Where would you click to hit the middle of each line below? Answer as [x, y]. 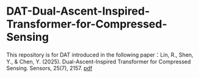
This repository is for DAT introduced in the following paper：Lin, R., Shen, [100, 55]
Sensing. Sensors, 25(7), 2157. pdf [49, 68]
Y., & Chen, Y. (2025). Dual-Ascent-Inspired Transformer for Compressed [99, 62]
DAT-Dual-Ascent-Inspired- [78, 11]
